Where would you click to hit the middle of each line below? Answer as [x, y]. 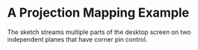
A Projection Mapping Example [98, 13]
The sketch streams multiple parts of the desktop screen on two [99, 32]
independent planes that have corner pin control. [77, 39]
